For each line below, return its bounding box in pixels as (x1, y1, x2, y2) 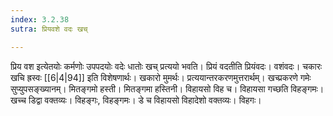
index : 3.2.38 (10, 14, 70, 25)
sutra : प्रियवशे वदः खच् (10, 24, 88, 34)
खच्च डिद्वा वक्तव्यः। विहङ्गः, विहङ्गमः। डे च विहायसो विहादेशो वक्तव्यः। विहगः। (10, 94, 262, 106)
